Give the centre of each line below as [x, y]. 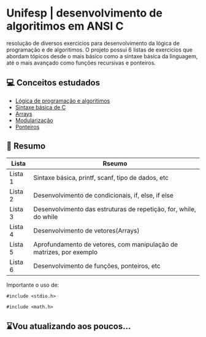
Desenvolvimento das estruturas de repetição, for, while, [115, 209]
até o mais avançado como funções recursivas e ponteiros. [81, 63]
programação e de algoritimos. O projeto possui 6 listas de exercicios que [100, 50]
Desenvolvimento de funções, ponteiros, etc [97, 266]
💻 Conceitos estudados [53, 83]
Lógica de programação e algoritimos [63, 101]
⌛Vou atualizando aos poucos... [69, 326]
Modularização [34, 120]
